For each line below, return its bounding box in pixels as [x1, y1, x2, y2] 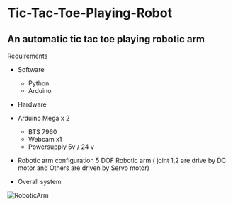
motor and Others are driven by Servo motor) [17, 164, 150, 172]
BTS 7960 [28, 128, 57, 135]
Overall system [17, 178, 62, 186]
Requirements [7, 51, 48, 60]
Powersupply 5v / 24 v [28, 143, 94, 151]
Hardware [17, 100, 47, 109]
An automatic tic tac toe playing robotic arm [7, 33, 205, 45]
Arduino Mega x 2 [17, 114, 70, 122]
